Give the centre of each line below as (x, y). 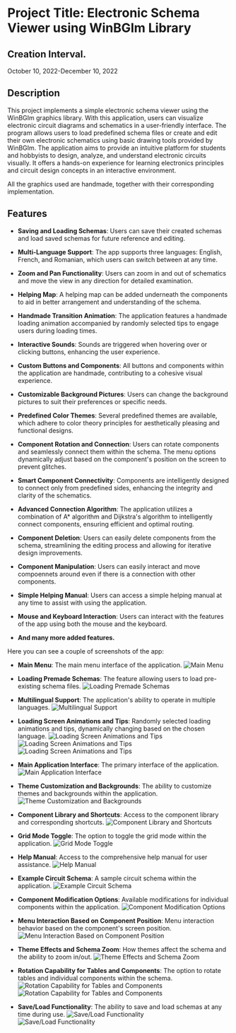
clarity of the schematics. (54, 495)
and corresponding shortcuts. (61, 822)
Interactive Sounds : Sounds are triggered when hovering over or (112, 344)
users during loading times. (57, 331)
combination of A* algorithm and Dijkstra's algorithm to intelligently (115, 516)
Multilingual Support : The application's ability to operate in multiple (116, 700)
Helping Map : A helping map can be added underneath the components (123, 294)
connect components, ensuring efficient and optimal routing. (106, 524)
